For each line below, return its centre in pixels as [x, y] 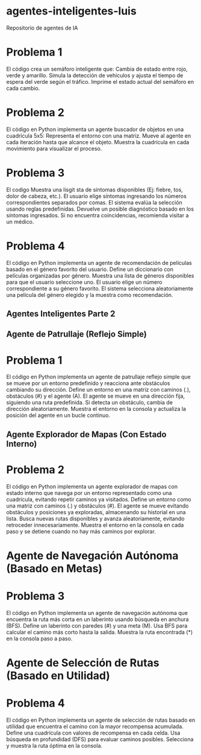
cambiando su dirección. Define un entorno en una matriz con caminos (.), [98, 390]
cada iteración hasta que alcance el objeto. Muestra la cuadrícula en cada [98, 142]
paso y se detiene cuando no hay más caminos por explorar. [81, 531]
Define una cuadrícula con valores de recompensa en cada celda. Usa [93, 733]
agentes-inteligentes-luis [71, 11]
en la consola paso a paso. [39, 639]
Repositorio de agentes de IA [42, 28]
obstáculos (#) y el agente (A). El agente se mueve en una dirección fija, [96, 396]
